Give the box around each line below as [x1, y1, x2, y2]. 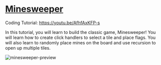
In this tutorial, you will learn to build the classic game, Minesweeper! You [5, 29, 156, 35]
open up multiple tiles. [5, 45, 51, 51]
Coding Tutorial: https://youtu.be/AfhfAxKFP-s [5, 20, 100, 26]
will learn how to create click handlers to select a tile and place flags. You [5, 34, 156, 40]
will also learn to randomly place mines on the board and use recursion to [5, 39, 156, 45]
